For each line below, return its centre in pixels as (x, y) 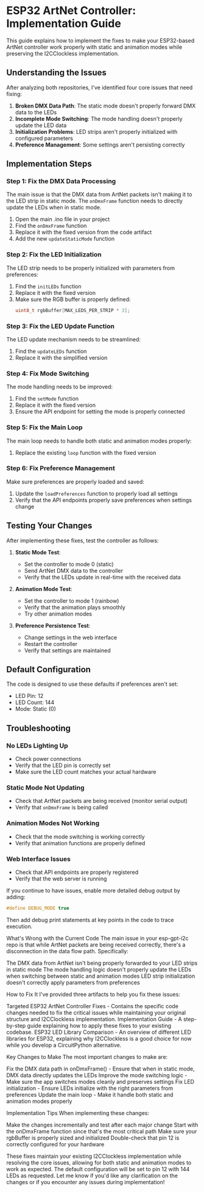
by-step (16, 1025)
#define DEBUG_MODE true (38, 908)
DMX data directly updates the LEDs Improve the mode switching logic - (97, 1075)
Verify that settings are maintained (67, 650)
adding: (16, 897)
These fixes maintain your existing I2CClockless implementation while (94, 1156)
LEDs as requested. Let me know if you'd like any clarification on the (92, 1176)
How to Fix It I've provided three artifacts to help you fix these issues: (93, 994)
